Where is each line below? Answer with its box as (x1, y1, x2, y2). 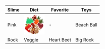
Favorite (51, 6, 69, 12)
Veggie (23, 37, 39, 42)
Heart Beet (48, 37, 72, 42)
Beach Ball (75, 22, 97, 28)
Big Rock (75, 37, 94, 42)
